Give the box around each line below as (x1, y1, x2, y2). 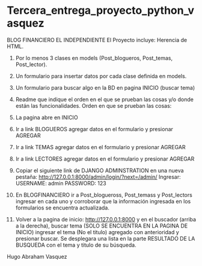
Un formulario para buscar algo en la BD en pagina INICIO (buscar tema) (15, 84, 195, 91)
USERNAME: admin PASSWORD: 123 (15, 179, 107, 187)
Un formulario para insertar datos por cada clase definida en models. (15, 72, 187, 79)
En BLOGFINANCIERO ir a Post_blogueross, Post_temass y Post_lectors (15, 191, 193, 199)
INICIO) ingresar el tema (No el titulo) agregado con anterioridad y (15, 228, 179, 235)
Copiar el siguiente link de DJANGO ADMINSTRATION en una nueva (15, 167, 184, 174)
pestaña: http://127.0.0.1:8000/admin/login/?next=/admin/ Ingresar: (15, 173, 181, 181)
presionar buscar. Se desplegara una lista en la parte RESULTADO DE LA (15, 235, 195, 242)
